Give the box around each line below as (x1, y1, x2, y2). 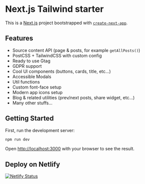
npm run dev (5, 137, 30, 142)
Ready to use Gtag (12, 58, 51, 64)
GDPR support (12, 63, 42, 69)
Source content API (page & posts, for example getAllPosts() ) (12, 47, 141, 53)
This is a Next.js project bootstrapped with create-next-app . (5, 20, 128, 26)
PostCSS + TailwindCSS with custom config (12, 52, 102, 58)
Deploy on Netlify (5, 160, 61, 169)
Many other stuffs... (12, 100, 53, 106)
